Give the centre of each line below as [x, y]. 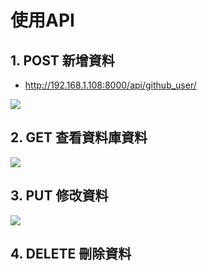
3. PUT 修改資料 [59, 196]
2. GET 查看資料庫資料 [79, 137]
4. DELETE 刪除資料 [71, 254]
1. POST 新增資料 [62, 60]
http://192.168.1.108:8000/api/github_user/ [110, 85]
